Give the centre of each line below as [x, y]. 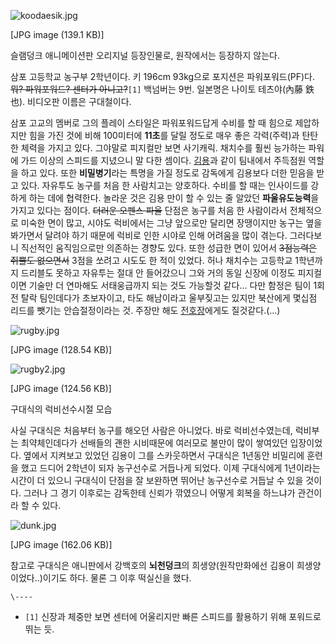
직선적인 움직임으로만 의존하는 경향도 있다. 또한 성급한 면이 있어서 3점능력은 [168, 248]
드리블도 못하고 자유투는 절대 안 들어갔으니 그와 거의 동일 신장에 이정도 [158, 273]
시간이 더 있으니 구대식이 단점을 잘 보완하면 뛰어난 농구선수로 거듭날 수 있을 [157, 480]
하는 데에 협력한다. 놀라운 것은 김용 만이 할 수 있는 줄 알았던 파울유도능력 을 [174, 198]
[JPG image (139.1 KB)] [57, 34]
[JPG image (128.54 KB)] [61, 349]
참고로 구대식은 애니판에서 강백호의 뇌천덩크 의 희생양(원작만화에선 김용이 [152, 565]
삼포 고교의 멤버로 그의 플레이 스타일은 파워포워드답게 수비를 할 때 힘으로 [151, 123]
